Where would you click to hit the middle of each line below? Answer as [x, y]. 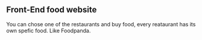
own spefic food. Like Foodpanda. [49, 30]
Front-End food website [52, 10]
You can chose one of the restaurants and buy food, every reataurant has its [101, 24]
